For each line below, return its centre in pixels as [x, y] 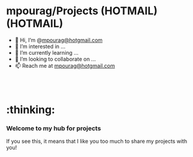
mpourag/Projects [52, 11]
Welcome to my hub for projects [54, 128]
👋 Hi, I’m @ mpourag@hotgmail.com [59, 40]
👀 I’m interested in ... [40, 46]
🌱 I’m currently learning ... [47, 52]
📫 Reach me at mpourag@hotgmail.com [65, 65]
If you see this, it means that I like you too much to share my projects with [96, 142]
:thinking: [31, 110]
